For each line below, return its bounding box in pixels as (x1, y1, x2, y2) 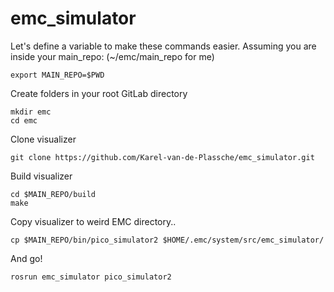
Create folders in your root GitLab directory (10, 87, 188, 99)
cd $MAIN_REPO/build (10, 189, 97, 199)
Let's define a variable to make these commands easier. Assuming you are (10, 40, 317, 52)
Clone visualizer (10, 133, 77, 145)
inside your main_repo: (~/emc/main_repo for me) (10, 50, 215, 62)
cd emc (10, 115, 38, 126)
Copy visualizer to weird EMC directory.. (10, 215, 177, 227)
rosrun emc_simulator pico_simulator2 (10, 272, 172, 282)
